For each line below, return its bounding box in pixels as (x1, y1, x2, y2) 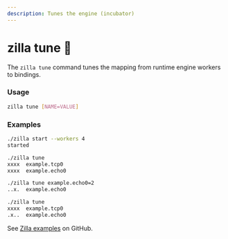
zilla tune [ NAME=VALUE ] (7, 103, 79, 110)
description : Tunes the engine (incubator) (7, 10, 135, 17)
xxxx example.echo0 (7, 167, 67, 174)
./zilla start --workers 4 (7, 136, 85, 143)
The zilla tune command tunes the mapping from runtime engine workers (7, 63, 221, 71)
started (7, 141, 30, 149)
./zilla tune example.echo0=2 (7, 179, 95, 187)
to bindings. (7, 70, 42, 78)
